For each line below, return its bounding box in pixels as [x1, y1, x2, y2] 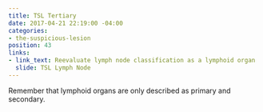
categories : [8, 26, 48, 34]
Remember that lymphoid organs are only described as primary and [8, 86, 231, 95]
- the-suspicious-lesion [8, 34, 91, 42]
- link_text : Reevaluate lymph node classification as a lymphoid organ [8, 57, 256, 65]
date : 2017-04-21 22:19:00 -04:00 [8, 19, 124, 27]
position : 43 [8, 42, 52, 50]
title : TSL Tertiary [8, 11, 78, 20]
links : [8, 49, 30, 57]
